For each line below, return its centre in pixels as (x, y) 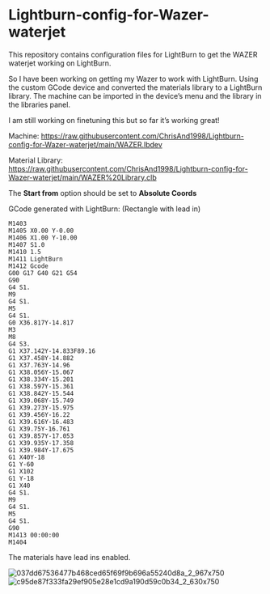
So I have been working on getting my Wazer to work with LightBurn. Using (133, 78)
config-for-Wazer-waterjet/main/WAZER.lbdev (86, 144)
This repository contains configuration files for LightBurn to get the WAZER (133, 54)
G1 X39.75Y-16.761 (39, 429)
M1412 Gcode (28, 266)
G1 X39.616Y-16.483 (41, 422)
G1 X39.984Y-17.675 (41, 450)
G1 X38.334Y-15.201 (41, 379)
